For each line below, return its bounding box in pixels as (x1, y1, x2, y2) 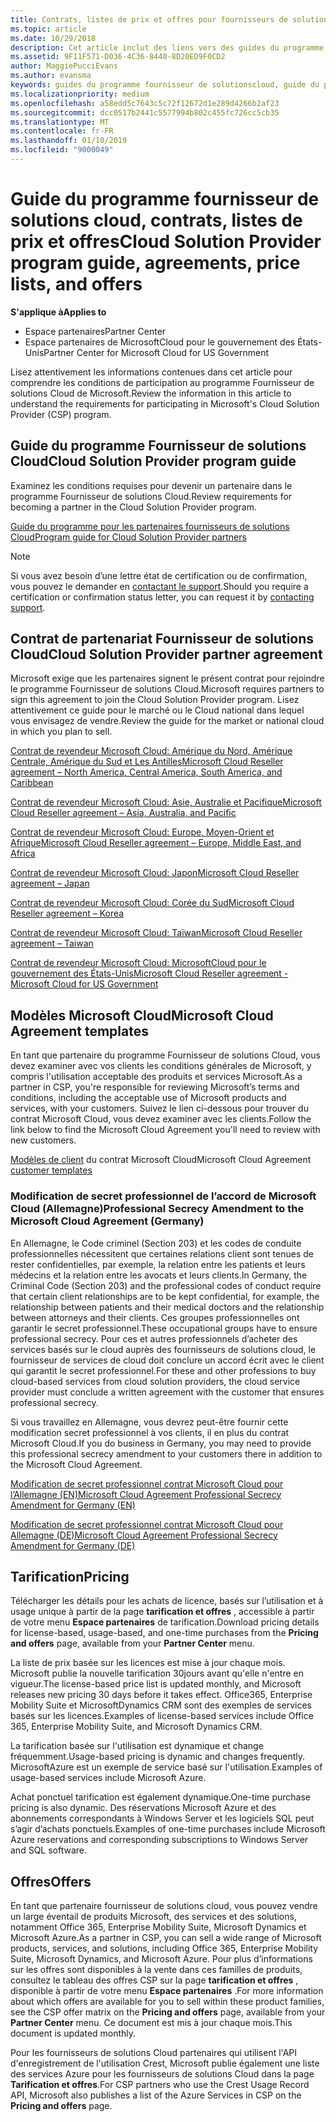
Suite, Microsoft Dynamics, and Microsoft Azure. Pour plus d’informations (10, 1953, 313, 1965)
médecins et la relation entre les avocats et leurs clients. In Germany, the (10, 1269, 308, 1281)
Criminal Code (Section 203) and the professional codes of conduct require (10, 1279, 322, 1291)
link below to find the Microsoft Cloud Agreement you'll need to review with (10, 1124, 321, 1136)
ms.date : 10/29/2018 (10, 33, 97, 43)
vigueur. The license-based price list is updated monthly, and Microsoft (10, 1678, 302, 1690)
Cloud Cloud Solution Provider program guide (10, 453, 297, 470)
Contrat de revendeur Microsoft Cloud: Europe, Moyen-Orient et (10, 826, 275, 838)
